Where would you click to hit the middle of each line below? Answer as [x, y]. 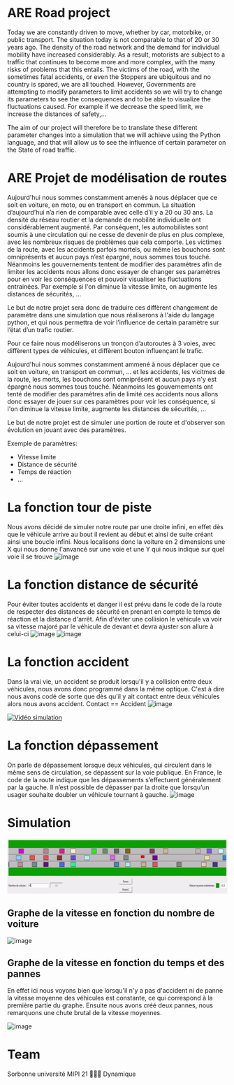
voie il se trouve [30, 556]
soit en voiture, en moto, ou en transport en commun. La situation [101, 205]
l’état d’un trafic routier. [41, 329]
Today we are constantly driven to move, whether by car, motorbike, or [109, 32]
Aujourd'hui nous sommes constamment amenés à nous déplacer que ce [112, 197]
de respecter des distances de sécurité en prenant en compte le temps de [114, 611]
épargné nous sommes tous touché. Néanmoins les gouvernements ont [110, 387]
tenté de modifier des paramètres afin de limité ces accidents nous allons [113, 394]
